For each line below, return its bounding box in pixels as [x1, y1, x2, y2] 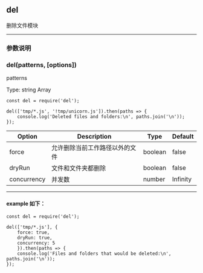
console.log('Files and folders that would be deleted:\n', [17, 251, 172, 257]
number [143, 175, 166, 183]
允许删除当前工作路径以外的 [51, 143, 130, 152]
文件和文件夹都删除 [51, 164, 106, 173]
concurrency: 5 [17, 240, 56, 246]
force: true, [17, 229, 50, 235]
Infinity [172, 175, 192, 183]
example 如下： [6, 200, 46, 207]
